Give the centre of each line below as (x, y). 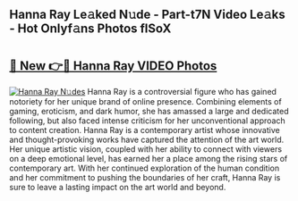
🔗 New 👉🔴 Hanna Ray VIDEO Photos (113, 66)
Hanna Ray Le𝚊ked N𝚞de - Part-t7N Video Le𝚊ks (147, 15)
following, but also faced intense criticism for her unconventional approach (147, 121)
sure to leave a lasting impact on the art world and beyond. (118, 187)
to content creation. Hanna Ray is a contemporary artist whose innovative (145, 130)
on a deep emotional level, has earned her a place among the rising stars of (149, 159)
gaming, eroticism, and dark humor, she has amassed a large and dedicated (149, 111)
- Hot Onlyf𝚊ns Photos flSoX (90, 29)
